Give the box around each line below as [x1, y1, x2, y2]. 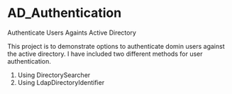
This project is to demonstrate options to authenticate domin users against [7, 42, 225, 50]
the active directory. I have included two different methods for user [7, 49, 203, 58]
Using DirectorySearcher [17, 71, 91, 79]
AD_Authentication [7, 5, 122, 21]
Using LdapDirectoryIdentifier [17, 78, 105, 86]
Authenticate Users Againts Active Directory [7, 28, 137, 37]
